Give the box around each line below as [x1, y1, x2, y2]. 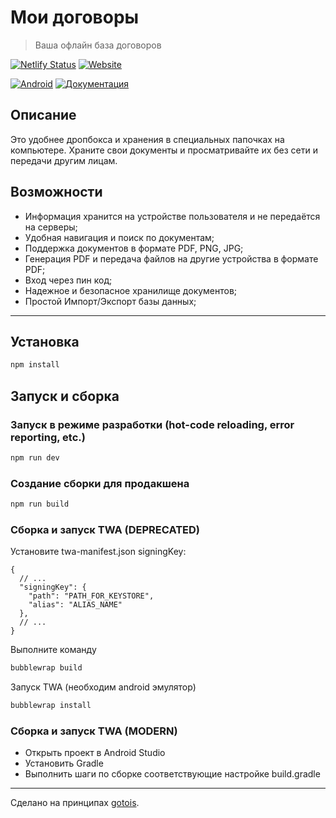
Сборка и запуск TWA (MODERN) [10, 724, 178, 738]
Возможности [10, 184, 103, 201]
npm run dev [10, 452, 60, 463]
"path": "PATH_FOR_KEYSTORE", [28, 591, 155, 601]
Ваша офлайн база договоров [34, 39, 162, 51]
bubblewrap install [10, 701, 92, 711]
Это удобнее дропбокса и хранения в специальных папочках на [10, 133, 285, 145]
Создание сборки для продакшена [10, 476, 190, 490]
